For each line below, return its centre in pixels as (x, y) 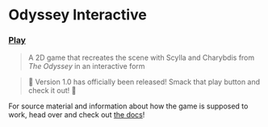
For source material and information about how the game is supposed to (128, 106)
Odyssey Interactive (77, 15)
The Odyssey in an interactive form (86, 66)
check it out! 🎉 (52, 91)
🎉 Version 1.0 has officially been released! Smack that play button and (144, 82)
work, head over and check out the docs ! (77, 115)
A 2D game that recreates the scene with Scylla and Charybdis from (141, 57)
